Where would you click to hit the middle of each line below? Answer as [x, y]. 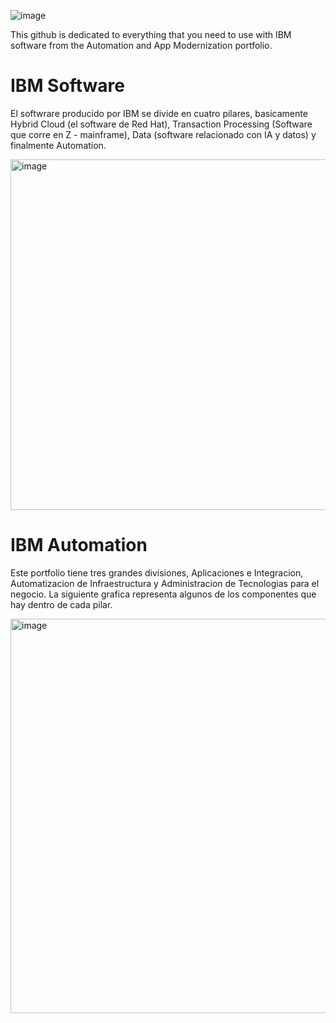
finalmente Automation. [58, 145]
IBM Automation [79, 545]
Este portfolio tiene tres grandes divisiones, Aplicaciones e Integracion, [157, 572]
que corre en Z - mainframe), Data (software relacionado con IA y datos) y [163, 134]
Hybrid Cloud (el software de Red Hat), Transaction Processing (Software [161, 124]
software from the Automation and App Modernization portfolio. [141, 45]
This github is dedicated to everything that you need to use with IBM [151, 34]
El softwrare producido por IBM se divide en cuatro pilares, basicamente [159, 113]
